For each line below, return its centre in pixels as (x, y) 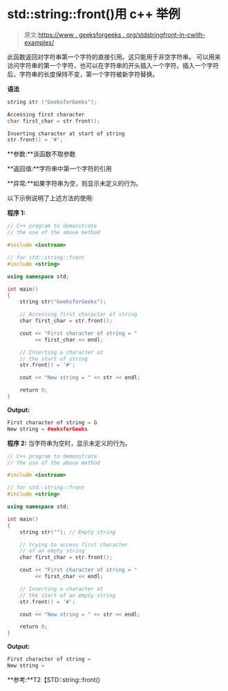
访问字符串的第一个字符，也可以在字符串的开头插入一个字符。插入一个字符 (113, 65)
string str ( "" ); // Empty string (68, 532)
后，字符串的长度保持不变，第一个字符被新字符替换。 (83, 74)
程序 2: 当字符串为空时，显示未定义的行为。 (69, 443)
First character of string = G (52, 422)
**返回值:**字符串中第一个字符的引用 (60, 169)
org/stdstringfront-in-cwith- (166, 35)
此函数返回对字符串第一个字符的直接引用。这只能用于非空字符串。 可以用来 (114, 57)
